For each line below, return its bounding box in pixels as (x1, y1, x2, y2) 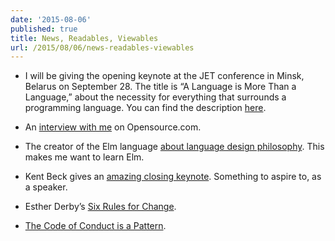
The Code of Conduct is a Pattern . (24, 220, 167, 232)
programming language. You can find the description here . (24, 102, 267, 114)
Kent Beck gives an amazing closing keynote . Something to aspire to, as (24, 171, 322, 183)
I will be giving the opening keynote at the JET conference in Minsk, (24, 70, 305, 82)
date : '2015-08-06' (10, 14, 92, 25)
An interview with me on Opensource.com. (24, 121, 202, 133)
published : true (10, 24, 78, 34)
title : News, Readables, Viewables (10, 33, 159, 43)
